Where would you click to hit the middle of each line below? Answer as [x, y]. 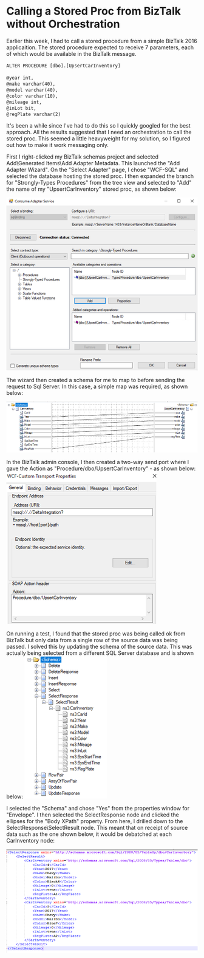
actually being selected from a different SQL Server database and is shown [100, 653]
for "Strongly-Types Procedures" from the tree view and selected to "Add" [99, 182]
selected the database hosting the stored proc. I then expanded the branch [100, 176]
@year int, [20, 78]
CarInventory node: [30, 841]
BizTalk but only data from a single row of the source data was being [92, 640]
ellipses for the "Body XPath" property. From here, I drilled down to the [95, 821]
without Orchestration [63, 24]
